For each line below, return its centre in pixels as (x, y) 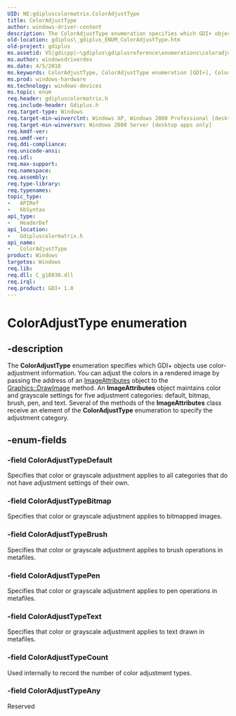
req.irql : (22, 282)
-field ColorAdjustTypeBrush (57, 535)
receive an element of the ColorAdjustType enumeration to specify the (110, 410)
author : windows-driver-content (54, 27)
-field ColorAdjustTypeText (54, 616)
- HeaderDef (28, 223)
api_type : (22, 216)
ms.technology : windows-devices (54, 86)
